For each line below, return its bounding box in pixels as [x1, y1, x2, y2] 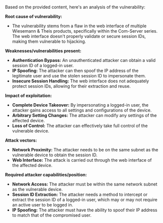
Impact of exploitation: [5, 93, 52, 98]
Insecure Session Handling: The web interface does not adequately [12, 78, 149, 84]
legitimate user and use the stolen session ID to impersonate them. [12, 73, 146, 78]
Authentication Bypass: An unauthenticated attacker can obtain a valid [12, 57, 156, 63]
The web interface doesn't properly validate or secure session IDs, [12, 34, 146, 39]
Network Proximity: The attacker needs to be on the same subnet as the [12, 147, 159, 152]
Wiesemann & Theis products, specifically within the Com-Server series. [12, 28, 158, 34]
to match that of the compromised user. [12, 212, 91, 218]
